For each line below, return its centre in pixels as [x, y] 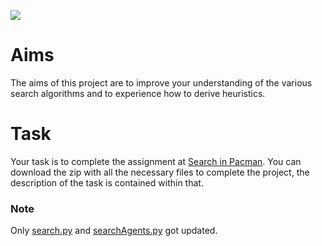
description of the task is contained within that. [107, 182]
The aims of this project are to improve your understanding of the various [161, 82]
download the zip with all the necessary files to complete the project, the [160, 172]
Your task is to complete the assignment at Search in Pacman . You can [156, 161]
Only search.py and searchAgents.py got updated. [114, 231]
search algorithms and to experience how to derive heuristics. [138, 93]
